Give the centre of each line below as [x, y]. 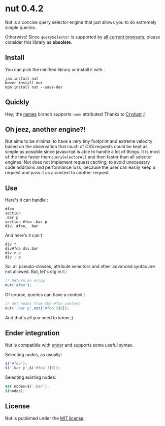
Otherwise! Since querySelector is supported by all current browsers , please [83, 37]
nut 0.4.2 [24, 9]
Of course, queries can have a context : [45, 294]
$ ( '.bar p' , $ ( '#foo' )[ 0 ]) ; [33, 368]
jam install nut [22, 78]
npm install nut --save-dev [34, 87]
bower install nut [24, 83]
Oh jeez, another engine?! [46, 129]
